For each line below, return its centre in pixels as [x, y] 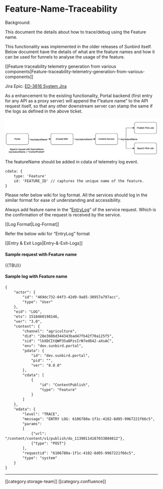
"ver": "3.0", [28, 321]
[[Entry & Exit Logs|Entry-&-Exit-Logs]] [44, 243]
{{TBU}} [13, 265]
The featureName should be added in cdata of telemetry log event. [72, 162]
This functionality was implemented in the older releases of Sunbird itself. [78, 46]
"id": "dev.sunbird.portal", [60, 355]
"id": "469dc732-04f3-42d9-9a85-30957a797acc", [71, 297]
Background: [18, 22]
